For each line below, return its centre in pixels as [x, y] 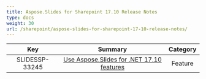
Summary [113, 49]
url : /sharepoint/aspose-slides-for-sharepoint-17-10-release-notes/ [97, 29]
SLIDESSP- [33, 60]
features [112, 67]
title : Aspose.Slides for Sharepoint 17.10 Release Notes [82, 12]
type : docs [20, 18]
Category [182, 49]
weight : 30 [20, 23]
